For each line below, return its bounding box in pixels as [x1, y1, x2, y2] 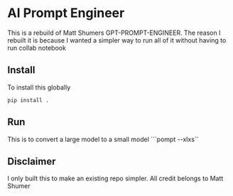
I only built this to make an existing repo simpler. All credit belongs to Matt [7, 174, 224, 183]
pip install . [7, 97, 50, 104]
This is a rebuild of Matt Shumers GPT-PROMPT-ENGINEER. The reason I [7, 28, 221, 37]
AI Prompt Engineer [7, 5, 125, 21]
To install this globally [7, 83, 71, 92]
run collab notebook [7, 43, 66, 52]
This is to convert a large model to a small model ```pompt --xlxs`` [7, 135, 199, 143]
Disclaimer [7, 155, 56, 168]
